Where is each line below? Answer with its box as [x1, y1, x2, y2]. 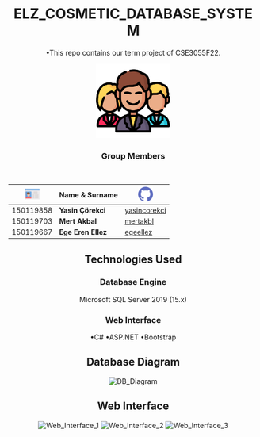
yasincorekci [124, 205, 166, 215]
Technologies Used [84, 253, 182, 266]
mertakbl [124, 217, 155, 226]
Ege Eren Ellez [59, 228, 108, 237]
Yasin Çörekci [59, 205, 106, 215]
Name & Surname [59, 190, 119, 199]
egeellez [124, 228, 153, 237]
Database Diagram [86, 355, 181, 369]
